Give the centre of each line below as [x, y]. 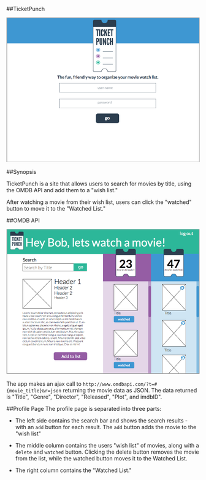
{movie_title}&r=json [34, 391]
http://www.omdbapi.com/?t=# [120, 384]
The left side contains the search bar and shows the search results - [101, 420]
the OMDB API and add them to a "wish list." [62, 190]
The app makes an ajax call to [44, 384]
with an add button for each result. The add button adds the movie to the [106, 427]
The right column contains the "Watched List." [73, 470]
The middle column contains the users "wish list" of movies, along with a [107, 445]
